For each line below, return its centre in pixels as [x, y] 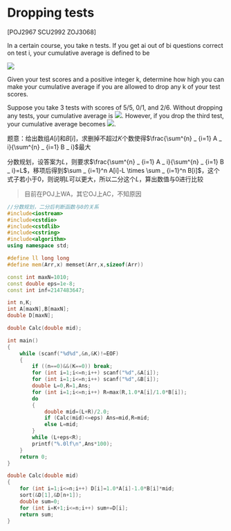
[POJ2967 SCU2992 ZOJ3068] [52, 32]
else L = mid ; [61, 425]
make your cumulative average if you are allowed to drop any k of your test [114, 86]
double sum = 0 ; [40, 501]
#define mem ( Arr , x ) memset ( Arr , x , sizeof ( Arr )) [75, 264]
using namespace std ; [38, 246]
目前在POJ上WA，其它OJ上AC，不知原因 [83, 194]
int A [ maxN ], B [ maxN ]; [38, 309]
